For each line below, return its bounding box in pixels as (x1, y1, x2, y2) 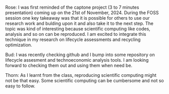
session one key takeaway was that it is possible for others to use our (5, 15, 150, 21)
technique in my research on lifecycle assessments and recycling (5, 36, 141, 42)
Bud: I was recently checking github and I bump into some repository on (5, 52, 155, 58)
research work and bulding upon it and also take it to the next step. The (5, 20, 154, 26)
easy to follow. (5, 83, 35, 89)
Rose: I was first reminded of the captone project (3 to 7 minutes (5, 5, 140, 10)
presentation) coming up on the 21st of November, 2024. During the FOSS (5, 10, 159, 16)
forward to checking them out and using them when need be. (5, 63, 133, 68)
